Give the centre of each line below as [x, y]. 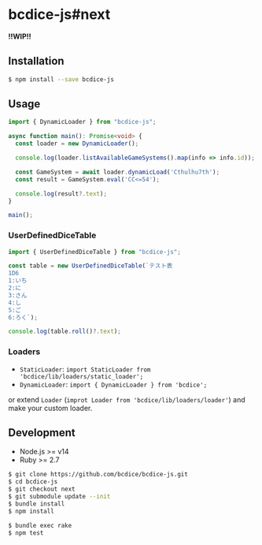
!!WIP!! [20, 36]
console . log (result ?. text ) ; [61, 194]
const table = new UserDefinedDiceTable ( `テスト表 [90, 266]
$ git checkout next [42, 489]
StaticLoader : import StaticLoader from [85, 369]
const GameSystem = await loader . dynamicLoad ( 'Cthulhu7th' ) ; [118, 172]
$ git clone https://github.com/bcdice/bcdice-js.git [98, 475]
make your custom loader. [50, 408]
